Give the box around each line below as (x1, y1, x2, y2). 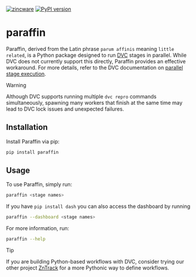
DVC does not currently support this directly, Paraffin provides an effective (6, 57, 186, 64)
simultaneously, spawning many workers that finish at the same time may (6, 99, 183, 106)
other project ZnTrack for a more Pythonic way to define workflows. (6, 264, 170, 272)
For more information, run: (6, 225, 70, 232)
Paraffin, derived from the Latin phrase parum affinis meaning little (6, 45, 174, 52)
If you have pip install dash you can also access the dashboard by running (6, 203, 191, 210)
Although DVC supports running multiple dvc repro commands (6, 93, 157, 100)
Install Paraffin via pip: (6, 138, 60, 145)
